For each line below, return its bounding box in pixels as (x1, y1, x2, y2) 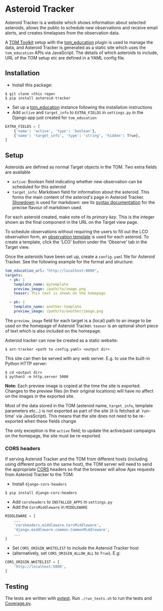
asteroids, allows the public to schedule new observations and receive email (5, 24, 158, 30)
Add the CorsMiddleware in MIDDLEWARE (12, 504, 88, 510)
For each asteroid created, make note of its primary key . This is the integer (5, 214, 155, 220)
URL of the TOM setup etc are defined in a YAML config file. (5, 55, 126, 60)
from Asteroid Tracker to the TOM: (5, 472, 74, 477)
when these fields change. (24, 418, 77, 424)
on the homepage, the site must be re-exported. (5, 433, 102, 438)
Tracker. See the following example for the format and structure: (5, 259, 134, 265)
